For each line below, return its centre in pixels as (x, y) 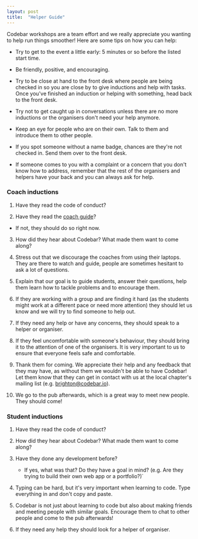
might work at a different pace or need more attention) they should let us (104, 305)
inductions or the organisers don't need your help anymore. (88, 117)
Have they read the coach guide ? (56, 216)
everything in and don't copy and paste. (64, 494)
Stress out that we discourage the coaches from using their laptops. (98, 257)
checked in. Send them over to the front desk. (71, 153)
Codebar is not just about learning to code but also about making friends (104, 505)
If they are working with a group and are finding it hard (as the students (102, 298)
